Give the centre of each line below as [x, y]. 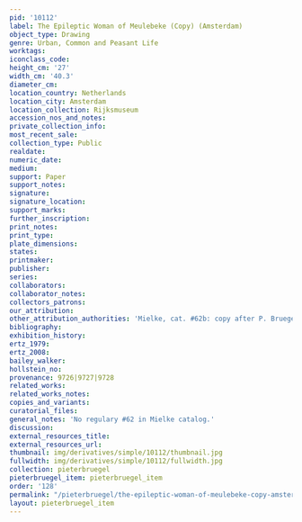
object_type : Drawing [50, 34]
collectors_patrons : [48, 302]
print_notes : [34, 227]
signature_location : [48, 202]
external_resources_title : [60, 436]
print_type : [31, 235]
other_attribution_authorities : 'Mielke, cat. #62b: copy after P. [138, 319]
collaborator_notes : [48, 293]
